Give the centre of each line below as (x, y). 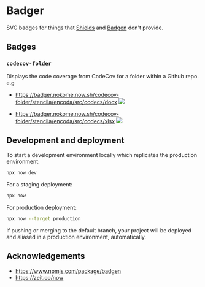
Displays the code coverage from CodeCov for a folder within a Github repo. (103, 76)
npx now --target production (44, 219)
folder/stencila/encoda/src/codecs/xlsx (65, 121)
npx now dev (21, 173)
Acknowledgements (46, 256)
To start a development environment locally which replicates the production (102, 155)
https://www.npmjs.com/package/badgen (68, 271)
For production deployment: (41, 208)
